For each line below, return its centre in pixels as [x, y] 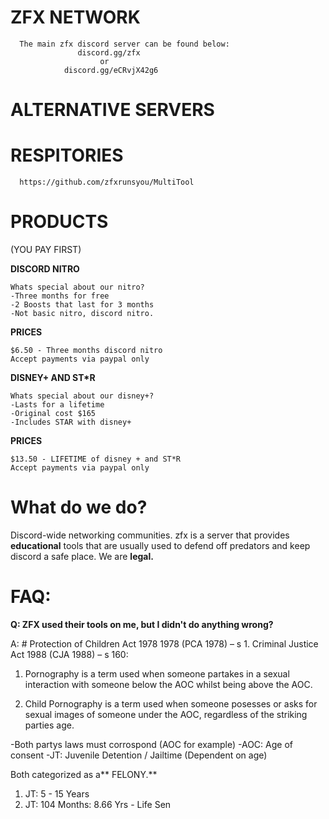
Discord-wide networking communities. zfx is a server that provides [150, 535]
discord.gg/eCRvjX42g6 [111, 70]
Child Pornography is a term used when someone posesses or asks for [171, 703]
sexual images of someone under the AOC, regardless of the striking [166, 714]
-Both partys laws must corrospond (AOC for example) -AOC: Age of [151, 744]
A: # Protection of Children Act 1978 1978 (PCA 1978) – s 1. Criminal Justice [164, 643]
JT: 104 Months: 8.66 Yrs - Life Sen [98, 804]
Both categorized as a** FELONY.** [84, 774]
